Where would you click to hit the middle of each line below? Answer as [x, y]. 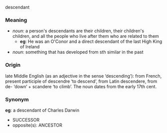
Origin [13, 65]
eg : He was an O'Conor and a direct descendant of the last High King [91, 41]
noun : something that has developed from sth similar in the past [78, 52]
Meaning [16, 20]
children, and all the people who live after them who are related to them [86, 36]
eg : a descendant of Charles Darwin [42, 110]
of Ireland [30, 47]
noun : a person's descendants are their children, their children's [78, 31]
